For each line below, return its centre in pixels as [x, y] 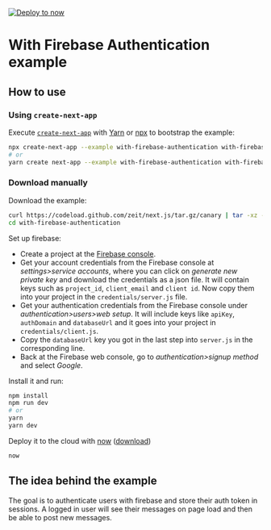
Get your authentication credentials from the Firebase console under [134, 305]
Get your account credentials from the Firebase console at [117, 262]
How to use [37, 92]
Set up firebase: [35, 238]
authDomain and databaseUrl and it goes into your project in [118, 322]
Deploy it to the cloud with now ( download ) [80, 440]
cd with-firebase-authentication [65, 223]
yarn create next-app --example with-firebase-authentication [115, 162]
